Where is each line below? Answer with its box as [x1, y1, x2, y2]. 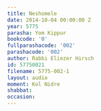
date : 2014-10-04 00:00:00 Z [7, 17, 91, 23]
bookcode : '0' [7, 36, 48, 43]
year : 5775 [7, 23, 39, 30]
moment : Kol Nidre [7, 81, 60, 88]
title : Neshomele [7, 10, 57, 17]
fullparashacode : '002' [7, 42, 76, 49]
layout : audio [7, 74, 48, 81]
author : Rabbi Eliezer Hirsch [7, 55, 95, 62]
